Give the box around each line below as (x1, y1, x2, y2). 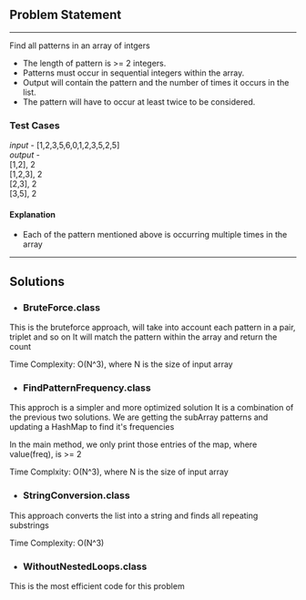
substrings (9, 519, 50, 531)
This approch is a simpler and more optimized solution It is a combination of (9, 402, 294, 413)
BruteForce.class (22, 300, 101, 313)
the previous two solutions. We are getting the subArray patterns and (9, 412, 269, 422)
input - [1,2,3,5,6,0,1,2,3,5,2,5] (9, 140, 120, 151)
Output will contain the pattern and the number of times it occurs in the (22, 76, 290, 87)
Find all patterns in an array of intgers (9, 40, 150, 51)
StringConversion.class (22, 489, 130, 502)
